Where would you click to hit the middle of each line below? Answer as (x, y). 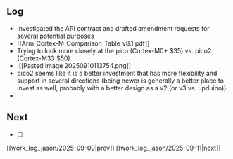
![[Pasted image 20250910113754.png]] (74, 65)
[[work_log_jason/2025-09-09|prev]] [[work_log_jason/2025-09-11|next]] (114, 148)
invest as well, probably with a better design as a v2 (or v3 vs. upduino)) (121, 88)
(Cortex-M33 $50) (44, 58)
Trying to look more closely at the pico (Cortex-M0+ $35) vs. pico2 (114, 50)
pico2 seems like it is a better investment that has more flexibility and (117, 73)
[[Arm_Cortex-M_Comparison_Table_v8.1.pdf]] (83, 43)
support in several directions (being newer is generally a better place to (120, 81)
